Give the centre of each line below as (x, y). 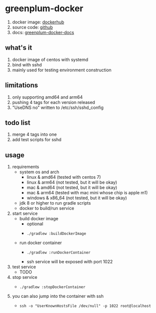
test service (24, 267)
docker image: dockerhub (38, 22)
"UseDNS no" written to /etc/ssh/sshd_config (58, 107)
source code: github (32, 27)
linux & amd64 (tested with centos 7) (64, 177)
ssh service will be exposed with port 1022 (70, 262)
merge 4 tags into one (34, 134)
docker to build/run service (47, 209)
